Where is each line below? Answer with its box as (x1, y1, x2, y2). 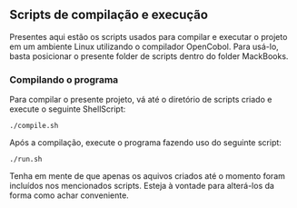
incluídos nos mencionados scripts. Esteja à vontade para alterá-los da (9, 181, 275, 192)
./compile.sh (9, 122, 59, 131)
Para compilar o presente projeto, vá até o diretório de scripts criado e (9, 94, 272, 105)
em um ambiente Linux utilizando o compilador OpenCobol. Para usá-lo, (9, 41, 279, 52)
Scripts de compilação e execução (9, 7, 209, 23)
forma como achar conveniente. (9, 190, 129, 201)
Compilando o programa (9, 73, 119, 85)
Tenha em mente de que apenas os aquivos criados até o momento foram (9, 171, 286, 182)
